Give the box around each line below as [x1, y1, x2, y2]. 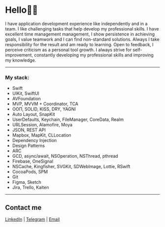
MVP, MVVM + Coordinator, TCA [12, 101, 79, 107]
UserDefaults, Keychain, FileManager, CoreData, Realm [12, 116, 124, 122]
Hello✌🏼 [5, 4, 38, 16]
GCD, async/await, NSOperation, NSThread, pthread [12, 153, 118, 159]
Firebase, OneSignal [12, 158, 54, 164]
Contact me [5, 203, 42, 212]
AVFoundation [12, 96, 41, 102]
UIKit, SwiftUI [12, 90, 39, 96]
